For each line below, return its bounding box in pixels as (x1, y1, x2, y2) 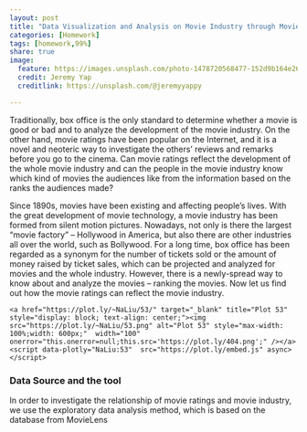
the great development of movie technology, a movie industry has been (9, 209, 279, 220)
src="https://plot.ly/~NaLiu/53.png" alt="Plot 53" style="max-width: (9, 321, 284, 330)
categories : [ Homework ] (9, 30, 101, 39)
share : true (9, 47, 55, 57)
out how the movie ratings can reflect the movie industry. (9, 287, 225, 298)
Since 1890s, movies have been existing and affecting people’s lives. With (9, 200, 287, 211)
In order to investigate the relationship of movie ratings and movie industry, (9, 395, 292, 406)
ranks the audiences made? (9, 182, 114, 193)
